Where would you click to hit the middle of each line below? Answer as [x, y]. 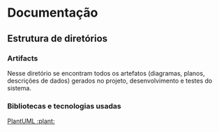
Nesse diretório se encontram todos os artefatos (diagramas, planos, [106, 73]
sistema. [19, 88]
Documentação [53, 13]
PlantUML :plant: [31, 121]
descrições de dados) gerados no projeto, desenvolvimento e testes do [110, 81]
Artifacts [23, 58]
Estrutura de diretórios [58, 39]
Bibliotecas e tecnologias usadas [64, 106]
